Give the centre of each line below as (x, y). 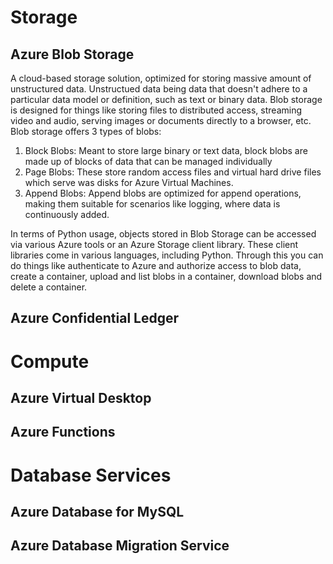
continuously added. (67, 214)
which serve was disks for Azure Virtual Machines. (129, 182)
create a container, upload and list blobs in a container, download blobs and (166, 276)
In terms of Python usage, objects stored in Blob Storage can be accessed (163, 234)
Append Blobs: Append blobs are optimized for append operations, (163, 193)
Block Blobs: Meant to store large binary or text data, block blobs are (166, 150)
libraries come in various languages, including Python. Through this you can (167, 255)
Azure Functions (63, 432)
